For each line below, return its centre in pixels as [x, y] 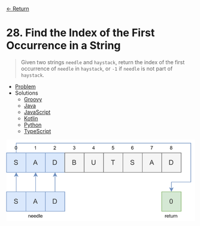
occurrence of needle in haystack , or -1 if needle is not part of [97, 68]
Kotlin [31, 118]
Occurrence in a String [63, 46]
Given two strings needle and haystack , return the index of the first [103, 62]
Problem [25, 86]
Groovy [33, 99]
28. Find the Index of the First [81, 33]
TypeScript [37, 131]
